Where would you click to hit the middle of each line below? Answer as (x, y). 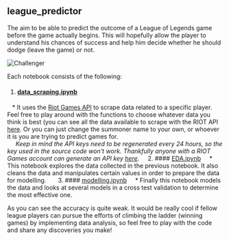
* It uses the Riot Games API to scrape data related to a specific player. (112, 107)
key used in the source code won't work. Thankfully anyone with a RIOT (109, 151)
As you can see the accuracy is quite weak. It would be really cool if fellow (112, 208)
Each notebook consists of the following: (64, 76)
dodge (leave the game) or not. (51, 49)
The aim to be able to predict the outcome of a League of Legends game (110, 27)
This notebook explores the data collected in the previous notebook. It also (113, 166)
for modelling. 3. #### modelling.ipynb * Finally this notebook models (114, 181)
